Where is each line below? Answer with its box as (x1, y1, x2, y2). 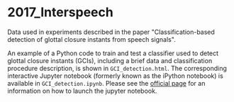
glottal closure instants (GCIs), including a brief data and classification (7, 56, 213, 64)
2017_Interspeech (7, 4, 113, 21)
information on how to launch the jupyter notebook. (7, 86, 157, 95)
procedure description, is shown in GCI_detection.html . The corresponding (7, 64, 227, 72)
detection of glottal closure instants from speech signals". (7, 35, 176, 43)
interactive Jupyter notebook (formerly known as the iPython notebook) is (7, 72, 223, 80)
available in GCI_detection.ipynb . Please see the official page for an (7, 79, 206, 87)
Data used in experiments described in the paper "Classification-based (7, 28, 215, 36)
